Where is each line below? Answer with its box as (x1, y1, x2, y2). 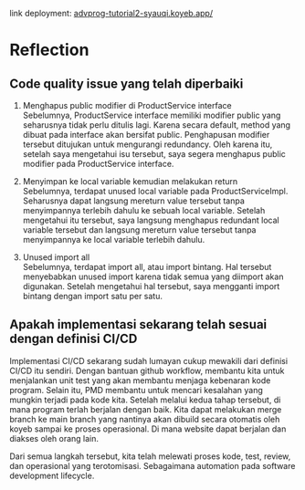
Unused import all (22, 252, 90, 263)
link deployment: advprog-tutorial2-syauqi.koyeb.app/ (9, 8, 213, 18)
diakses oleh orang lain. (9, 433, 99, 443)
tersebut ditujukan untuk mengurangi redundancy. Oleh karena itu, (22, 139, 273, 150)
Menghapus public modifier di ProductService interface (22, 100, 232, 110)
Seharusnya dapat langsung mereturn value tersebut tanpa (22, 195, 245, 206)
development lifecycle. (9, 470, 95, 481)
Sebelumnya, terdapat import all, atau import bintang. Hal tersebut (22, 262, 272, 272)
